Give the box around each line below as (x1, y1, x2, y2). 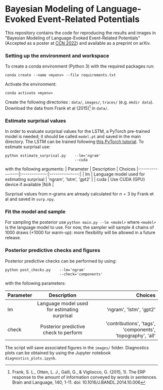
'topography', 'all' (115, 332, 156, 339)
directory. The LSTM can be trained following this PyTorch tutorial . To (5, 139, 144, 144)
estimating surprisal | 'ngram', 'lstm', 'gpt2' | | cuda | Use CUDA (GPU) (5, 177, 146, 182)
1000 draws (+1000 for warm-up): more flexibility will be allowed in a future (5, 230, 156, 235)
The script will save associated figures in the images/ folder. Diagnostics (5, 344, 149, 351)
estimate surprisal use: (5, 144, 51, 150)
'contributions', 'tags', (106, 320, 156, 327)
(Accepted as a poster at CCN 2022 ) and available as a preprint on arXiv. (5, 40, 151, 46)
